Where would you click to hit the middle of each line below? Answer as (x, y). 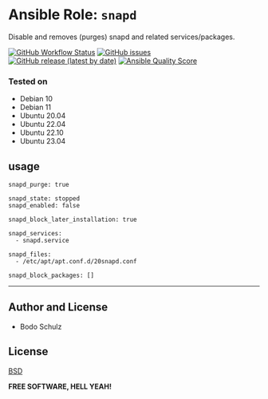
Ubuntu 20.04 (43, 116)
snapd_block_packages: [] (51, 276)
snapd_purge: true (39, 185)
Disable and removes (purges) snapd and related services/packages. (122, 37)
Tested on (28, 81)
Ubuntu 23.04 (43, 141)
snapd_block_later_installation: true (73, 220)
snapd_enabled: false (44, 206)
